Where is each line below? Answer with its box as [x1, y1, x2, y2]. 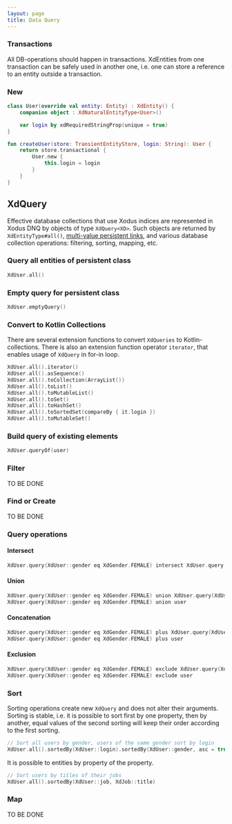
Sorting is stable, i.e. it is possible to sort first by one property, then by [7, 711, 207, 720]
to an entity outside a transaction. [7, 70, 103, 78]
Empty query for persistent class [7, 288, 119, 297]
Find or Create [7, 496, 57, 506]
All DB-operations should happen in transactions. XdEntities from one [7, 55, 205, 63]
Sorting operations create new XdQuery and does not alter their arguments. [7, 704, 219, 712]
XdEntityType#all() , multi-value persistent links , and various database [7, 231, 209, 239]
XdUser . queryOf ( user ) [7, 447, 70, 454]
